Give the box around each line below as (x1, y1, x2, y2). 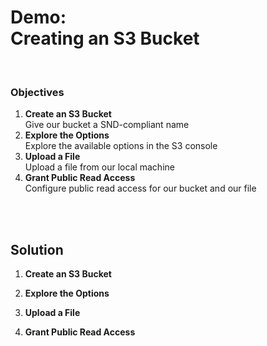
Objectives (10, 85, 65, 99)
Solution (10, 241, 64, 258)
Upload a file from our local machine (24, 161, 175, 173)
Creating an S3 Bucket (10, 27, 200, 50)
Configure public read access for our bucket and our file (24, 182, 257, 195)
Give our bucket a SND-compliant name (24, 119, 190, 131)
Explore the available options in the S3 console (24, 140, 218, 152)
